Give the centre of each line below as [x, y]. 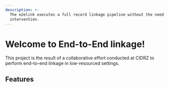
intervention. [25, 19]
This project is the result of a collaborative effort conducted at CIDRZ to [80, 58]
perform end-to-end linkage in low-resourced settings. [62, 63]
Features [19, 79]
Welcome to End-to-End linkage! [75, 44]
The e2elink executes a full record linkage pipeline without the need [87, 15]
